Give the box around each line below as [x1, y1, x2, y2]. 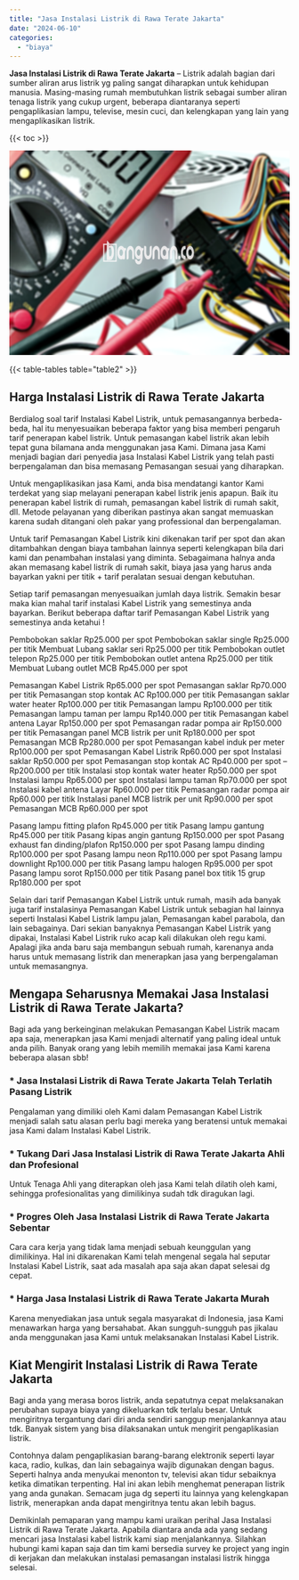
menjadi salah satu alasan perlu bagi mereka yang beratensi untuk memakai [9, 1115, 287, 1126]
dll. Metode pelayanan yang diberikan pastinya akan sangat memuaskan [9, 506, 274, 517]
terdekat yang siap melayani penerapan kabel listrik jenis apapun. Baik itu [9, 487, 279, 498]
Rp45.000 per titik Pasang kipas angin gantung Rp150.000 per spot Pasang [9, 829, 285, 840]
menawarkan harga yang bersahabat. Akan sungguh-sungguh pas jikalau [9, 1322, 279, 1333]
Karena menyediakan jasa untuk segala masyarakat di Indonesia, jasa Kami [9, 1313, 284, 1323]
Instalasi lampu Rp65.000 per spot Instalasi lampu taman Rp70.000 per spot [9, 774, 287, 785]
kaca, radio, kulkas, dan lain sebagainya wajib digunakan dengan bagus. [9, 1460, 275, 1470]
